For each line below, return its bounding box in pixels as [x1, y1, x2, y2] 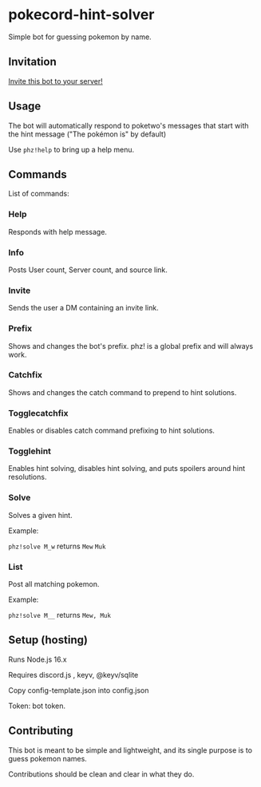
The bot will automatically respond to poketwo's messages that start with [8, 121, 249, 130]
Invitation [8, 55, 57, 69]
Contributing [8, 724, 73, 738]
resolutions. [8, 473, 47, 482]
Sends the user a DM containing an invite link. [8, 303, 159, 313]
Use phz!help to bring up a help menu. [8, 144, 135, 154]
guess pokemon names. [8, 753, 88, 763]
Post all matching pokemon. [8, 579, 100, 589]
